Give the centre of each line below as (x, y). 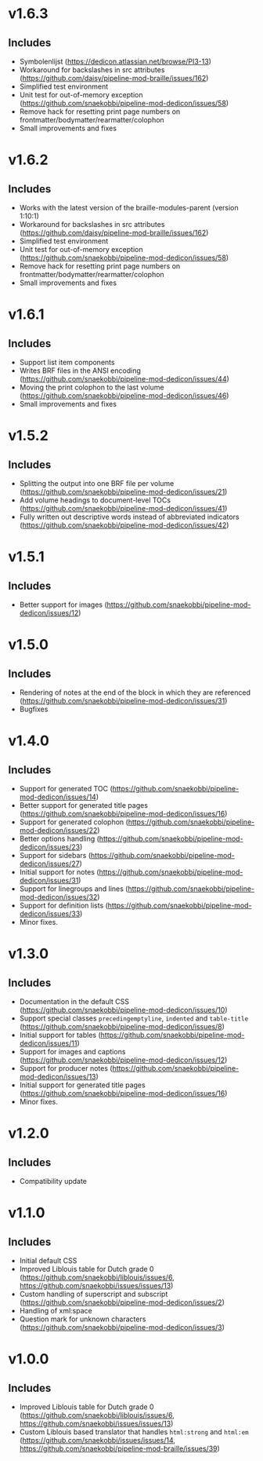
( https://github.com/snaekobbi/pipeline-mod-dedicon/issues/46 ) (124, 396)
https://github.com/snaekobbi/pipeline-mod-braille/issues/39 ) (120, 1448)
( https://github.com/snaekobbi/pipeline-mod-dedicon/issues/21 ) (123, 492)
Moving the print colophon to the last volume (92, 387)
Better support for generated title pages (84, 805)
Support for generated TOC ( (66, 789)
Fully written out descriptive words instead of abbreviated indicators (130, 517)
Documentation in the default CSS (74, 1001)
